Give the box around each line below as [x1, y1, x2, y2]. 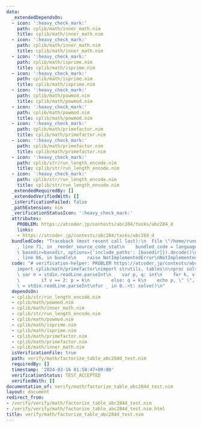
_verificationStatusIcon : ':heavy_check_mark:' [11, 210, 133, 217]
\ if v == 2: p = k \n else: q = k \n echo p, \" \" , [17, 277, 195, 283]
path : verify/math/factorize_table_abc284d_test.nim [11, 355, 147, 361]
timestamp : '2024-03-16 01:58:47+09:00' [11, 366, 114, 373]
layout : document [6, 389, 50, 395]
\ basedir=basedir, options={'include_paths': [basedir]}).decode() [17, 249, 192, 256]
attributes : [11, 216, 42, 222]
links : [17, 227, 34, 233]
